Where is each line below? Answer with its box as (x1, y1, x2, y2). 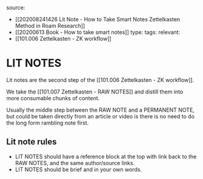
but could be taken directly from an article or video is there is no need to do (6, 112, 195, 120)
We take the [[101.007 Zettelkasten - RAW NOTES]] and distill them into (6, 88, 184, 95)
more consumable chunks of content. (6, 94, 100, 101)
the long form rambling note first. (6, 119, 89, 126)
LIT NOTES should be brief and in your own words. (15, 166, 142, 173)
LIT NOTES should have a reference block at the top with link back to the (15, 153, 197, 160)
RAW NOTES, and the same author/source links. (15, 159, 135, 166)
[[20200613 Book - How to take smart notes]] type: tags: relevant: (15, 29, 181, 36)
